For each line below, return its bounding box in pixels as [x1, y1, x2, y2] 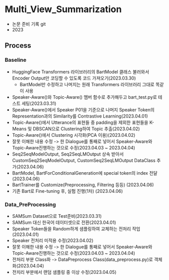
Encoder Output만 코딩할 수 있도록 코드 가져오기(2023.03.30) [12, 75, 136, 81]
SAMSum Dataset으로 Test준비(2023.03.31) [12, 213, 102, 219]
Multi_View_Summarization [5, 4, 122, 15]
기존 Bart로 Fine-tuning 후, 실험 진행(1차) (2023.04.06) [12, 188, 123, 194]
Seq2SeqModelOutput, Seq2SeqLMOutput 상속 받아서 [12, 151, 124, 157]
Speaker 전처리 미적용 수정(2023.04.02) [12, 237, 94, 244]
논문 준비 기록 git [12, 21, 46, 27]
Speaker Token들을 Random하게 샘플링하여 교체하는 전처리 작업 [12, 225, 141, 231]
